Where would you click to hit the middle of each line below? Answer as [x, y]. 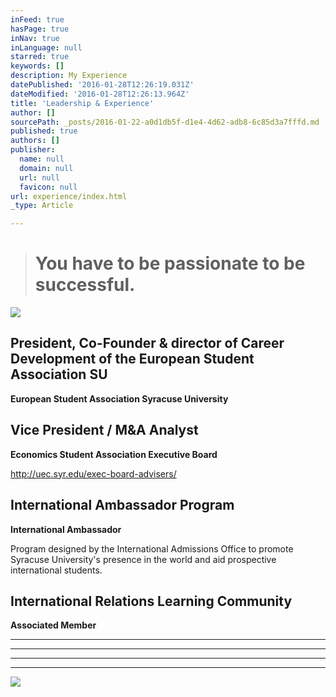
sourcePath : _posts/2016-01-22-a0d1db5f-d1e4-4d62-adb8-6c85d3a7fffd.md [165, 122]
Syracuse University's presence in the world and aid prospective [143, 559]
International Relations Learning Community [151, 601]
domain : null [46, 168]
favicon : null [48, 187]
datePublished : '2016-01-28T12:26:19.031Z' [102, 85]
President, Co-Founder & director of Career [147, 343]
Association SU [59, 374]
